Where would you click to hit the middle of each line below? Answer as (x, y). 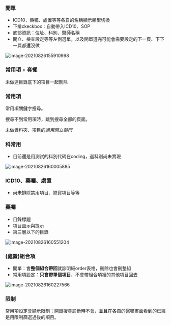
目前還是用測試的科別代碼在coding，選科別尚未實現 (67, 157)
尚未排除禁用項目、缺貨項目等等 (46, 193)
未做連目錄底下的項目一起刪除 (36, 82)
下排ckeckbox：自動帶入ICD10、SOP (51, 26)
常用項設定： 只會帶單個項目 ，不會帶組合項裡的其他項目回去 (75, 275)
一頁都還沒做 (26, 46)
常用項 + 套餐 (21, 70)
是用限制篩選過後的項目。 (32, 317)
